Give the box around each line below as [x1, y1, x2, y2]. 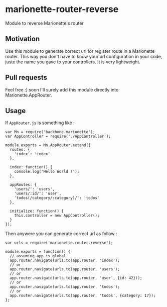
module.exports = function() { [5, 249, 71, 254]
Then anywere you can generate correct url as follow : [5, 231, 117, 237]
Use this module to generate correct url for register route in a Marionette [5, 48, 155, 54]
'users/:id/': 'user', [14, 191, 62, 196]
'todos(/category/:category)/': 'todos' [14, 195, 100, 200]
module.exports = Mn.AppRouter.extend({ [5, 143, 91, 148]
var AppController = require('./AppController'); [5, 134, 111, 139]
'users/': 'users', [14, 187, 55, 192]
